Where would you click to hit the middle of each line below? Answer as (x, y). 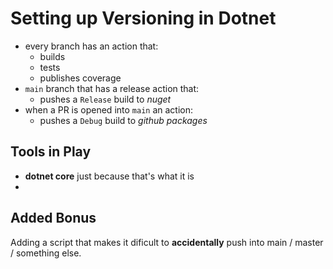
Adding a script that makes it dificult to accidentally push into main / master (167, 242)
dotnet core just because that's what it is (109, 176)
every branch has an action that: (91, 46)
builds (52, 56)
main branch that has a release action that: (112, 88)
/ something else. (46, 253)
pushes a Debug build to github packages (123, 120)
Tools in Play (51, 152)
